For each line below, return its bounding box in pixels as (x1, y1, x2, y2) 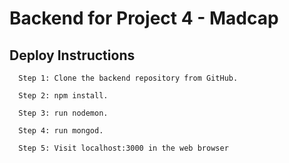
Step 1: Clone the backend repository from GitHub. (18, 73, 239, 83)
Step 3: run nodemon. (18, 108, 109, 118)
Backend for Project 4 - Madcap (9, 7, 279, 30)
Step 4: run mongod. (18, 126, 104, 136)
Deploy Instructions (9, 47, 136, 64)
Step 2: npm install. (18, 91, 109, 101)
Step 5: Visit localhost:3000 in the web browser (18, 143, 229, 153)
